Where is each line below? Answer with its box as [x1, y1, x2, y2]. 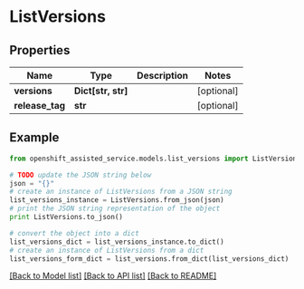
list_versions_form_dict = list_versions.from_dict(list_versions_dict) [9, 254, 290, 264]
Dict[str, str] [73, 84, 128, 97]
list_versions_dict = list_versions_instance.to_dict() [9, 237, 224, 246]
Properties [9, 43, 71, 58]
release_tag [14, 100, 66, 111]
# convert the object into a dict [9, 228, 140, 237]
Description [137, 70, 188, 82]
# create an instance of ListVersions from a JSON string [9, 188, 233, 197]
